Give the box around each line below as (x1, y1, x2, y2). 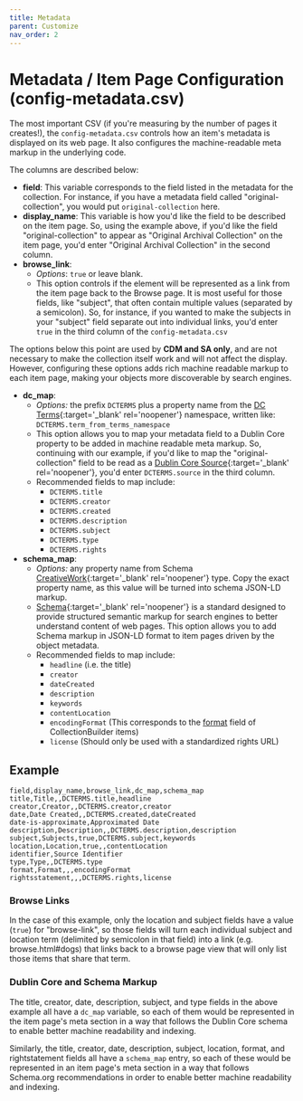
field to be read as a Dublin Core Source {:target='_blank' (78, 458, 289, 469)
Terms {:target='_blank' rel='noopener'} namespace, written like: (35, 409, 276, 421)
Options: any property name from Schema (35, 563, 194, 574)
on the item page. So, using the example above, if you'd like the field (22, 221, 279, 232)
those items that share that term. (9, 954, 131, 964)
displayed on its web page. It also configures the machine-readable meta (9, 138, 282, 148)
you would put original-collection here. (66, 201, 221, 213)
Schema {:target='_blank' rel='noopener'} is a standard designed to (35, 602, 287, 612)
